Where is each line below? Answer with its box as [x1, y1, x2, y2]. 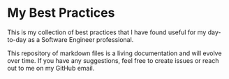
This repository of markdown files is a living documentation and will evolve [7, 49, 222, 57]
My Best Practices [7, 5, 115, 21]
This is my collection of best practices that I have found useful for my [7, 28, 207, 36]
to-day [7, 35, 27, 43]
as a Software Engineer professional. [27, 35, 134, 43]
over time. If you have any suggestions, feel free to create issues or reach [7, 56, 219, 64]
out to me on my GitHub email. [7, 64, 95, 72]
